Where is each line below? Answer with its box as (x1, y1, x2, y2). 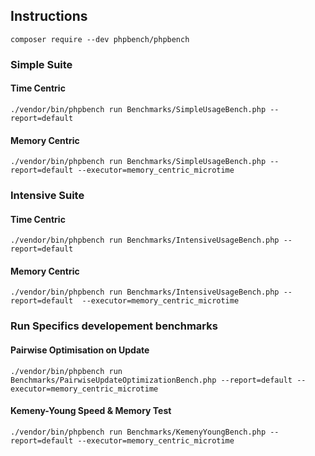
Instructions (10, 8, 88, 25)
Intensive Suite (10, 189, 85, 203)
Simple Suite (10, 57, 73, 71)
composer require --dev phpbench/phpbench (10, 34, 190, 44)
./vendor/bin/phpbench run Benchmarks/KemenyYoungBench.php (10, 427, 267, 437)
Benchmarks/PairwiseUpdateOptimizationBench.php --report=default (10, 375, 293, 385)
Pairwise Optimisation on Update (10, 344, 150, 356)
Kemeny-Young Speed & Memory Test (10, 405, 172, 417)
